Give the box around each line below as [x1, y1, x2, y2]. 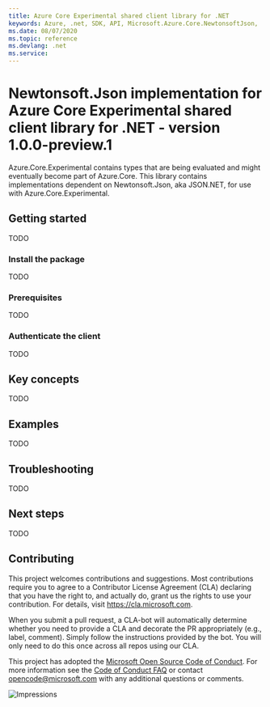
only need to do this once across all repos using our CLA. [8, 641, 200, 650]
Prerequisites [8, 292, 62, 303]
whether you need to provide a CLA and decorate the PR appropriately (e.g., [8, 624, 263, 633]
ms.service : [8, 49, 49, 57]
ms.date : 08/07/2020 [8, 27, 78, 35]
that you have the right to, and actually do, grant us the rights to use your [8, 591, 252, 600]
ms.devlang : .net [8, 42, 67, 50]
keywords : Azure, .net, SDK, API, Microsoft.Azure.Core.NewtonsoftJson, [8, 19, 259, 28]
